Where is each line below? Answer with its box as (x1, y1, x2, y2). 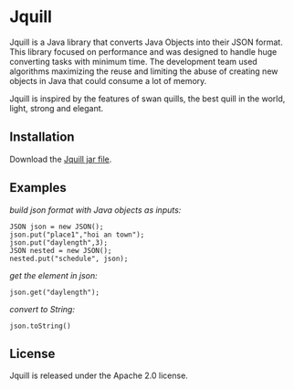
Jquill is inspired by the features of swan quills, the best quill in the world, (9, 93, 286, 104)
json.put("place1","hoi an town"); (9, 230, 145, 239)
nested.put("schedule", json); (9, 254, 129, 263)
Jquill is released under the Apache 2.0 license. (9, 370, 189, 381)
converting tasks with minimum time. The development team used (9, 56, 257, 67)
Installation (9, 130, 75, 145)
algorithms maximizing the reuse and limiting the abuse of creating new (9, 66, 278, 77)
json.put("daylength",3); (9, 237, 108, 248)
